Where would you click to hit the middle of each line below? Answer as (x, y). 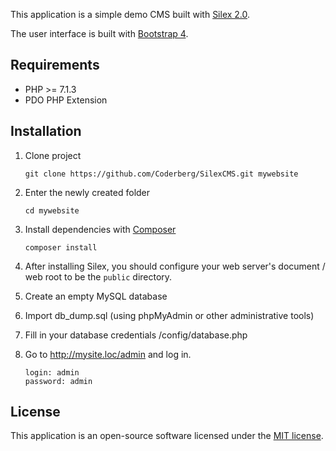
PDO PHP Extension (66, 100)
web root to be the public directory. (98, 276)
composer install (61, 247)
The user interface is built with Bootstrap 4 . (99, 33)
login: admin (52, 372)
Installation (46, 131)
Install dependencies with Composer (100, 229)
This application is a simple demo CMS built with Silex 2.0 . (130, 14)
